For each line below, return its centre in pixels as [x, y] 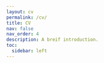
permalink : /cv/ [27, 17]
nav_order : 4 [23, 34]
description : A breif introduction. [52, 40]
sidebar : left [29, 51]
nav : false [20, 28]
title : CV [19, 23]
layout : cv [20, 12]
